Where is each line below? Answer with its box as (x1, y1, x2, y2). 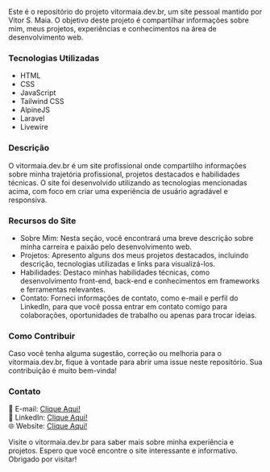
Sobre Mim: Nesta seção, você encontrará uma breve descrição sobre (19, 233, 254, 242)
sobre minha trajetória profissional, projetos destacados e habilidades (8, 169, 240, 179)
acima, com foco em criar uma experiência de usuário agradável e (8, 186, 228, 196)
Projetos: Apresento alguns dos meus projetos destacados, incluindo (19, 250, 249, 260)
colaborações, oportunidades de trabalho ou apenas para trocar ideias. (19, 310, 257, 320)
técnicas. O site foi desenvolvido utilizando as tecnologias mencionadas (8, 177, 247, 188)
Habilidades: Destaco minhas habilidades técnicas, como (19, 267, 210, 277)
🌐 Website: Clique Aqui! (8, 421, 88, 431)
